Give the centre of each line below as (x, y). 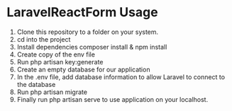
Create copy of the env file (56, 54)
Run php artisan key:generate (60, 62)
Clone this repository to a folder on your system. (88, 32)
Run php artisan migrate (52, 92)
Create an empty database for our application (83, 69)
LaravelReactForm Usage (82, 12)
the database (36, 84)
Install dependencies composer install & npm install (92, 47)
